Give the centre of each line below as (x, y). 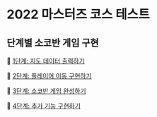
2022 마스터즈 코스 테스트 (78, 14)
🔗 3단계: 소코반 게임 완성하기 (46, 91)
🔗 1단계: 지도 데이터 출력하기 (46, 61)
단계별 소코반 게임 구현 (53, 43)
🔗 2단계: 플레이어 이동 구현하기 (50, 76)
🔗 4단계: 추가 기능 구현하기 (43, 106)
